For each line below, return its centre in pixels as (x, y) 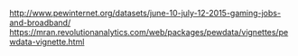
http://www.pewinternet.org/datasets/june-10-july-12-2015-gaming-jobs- (145, 13)
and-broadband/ (40, 23)
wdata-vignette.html (47, 42)
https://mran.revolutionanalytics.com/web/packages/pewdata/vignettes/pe (149, 32)
